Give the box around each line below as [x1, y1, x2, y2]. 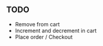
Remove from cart [14, 20, 60, 27]
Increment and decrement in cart [14, 27, 97, 34]
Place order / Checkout [14, 33, 73, 41]
